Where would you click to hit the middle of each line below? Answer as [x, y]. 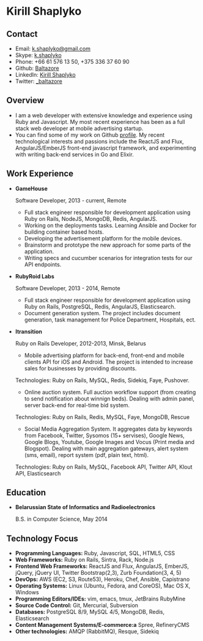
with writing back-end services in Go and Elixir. [74, 154]
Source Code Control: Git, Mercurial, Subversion [77, 605]
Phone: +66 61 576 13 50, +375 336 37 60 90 [72, 62]
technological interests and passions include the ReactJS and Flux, [100, 141]
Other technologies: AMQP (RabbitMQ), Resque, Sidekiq [87, 631]
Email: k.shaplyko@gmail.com [53, 48]
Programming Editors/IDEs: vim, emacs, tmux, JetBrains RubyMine [100, 599]
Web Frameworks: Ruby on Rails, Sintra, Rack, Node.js [84, 560]
